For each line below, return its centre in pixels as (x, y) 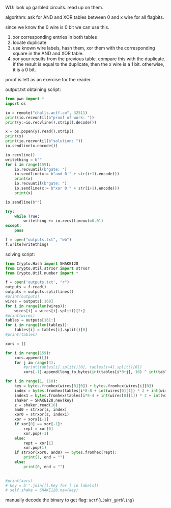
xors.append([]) (32, 358)
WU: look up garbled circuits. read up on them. (54, 7)
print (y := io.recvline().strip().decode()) (51, 122)
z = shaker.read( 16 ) (36, 405)
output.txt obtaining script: (33, 89)
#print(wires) (20, 316)
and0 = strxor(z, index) (41, 410)
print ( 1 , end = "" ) (44, 457)
